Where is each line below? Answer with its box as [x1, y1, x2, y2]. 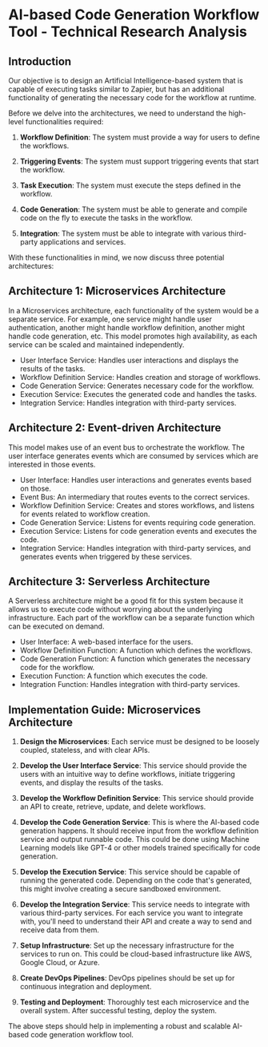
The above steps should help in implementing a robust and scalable [8, 1021, 231, 1031]
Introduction [8, 55, 72, 68]
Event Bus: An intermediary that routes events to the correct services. [19, 491, 250, 502]
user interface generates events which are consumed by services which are [8, 451, 258, 460]
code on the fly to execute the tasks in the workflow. [19, 213, 194, 222]
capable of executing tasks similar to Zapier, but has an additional [8, 84, 225, 94]
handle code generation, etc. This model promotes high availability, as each [8, 331, 258, 341]
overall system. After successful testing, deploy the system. [19, 1006, 218, 1016]
